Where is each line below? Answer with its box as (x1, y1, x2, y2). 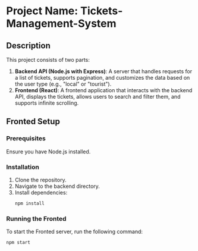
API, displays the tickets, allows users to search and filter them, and (14, 93, 181, 100)
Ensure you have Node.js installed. (6, 148, 91, 155)
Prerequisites (6, 134, 46, 143)
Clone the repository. (14, 176, 67, 183)
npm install (14, 200, 45, 206)
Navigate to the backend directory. (14, 183, 100, 190)
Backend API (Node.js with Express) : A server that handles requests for (14, 68, 193, 75)
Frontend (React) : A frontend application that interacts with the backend (14, 87, 193, 93)
